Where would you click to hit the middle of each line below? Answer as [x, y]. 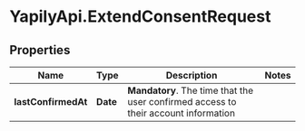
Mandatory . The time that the [191, 90]
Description [192, 75]
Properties [40, 50]
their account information [182, 113]
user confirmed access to [182, 102]
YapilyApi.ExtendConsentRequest [140, 17]
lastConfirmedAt [51, 102]
